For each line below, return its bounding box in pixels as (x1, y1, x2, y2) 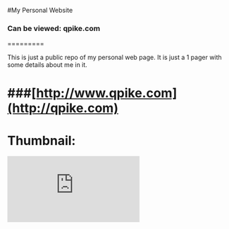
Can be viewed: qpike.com (7, 23, 101, 33)
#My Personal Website (7, 6, 73, 14)
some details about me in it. (7, 61, 88, 69)
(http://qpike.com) (7, 100, 118, 116)
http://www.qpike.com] (36, 85, 178, 101)
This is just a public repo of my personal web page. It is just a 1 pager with (7, 53, 222, 62)
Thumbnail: (7, 132, 76, 149)
